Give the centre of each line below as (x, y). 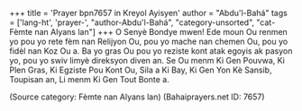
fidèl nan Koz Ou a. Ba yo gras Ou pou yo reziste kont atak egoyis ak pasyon (151, 51)
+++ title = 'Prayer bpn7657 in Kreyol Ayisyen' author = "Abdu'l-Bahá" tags (149, 13)
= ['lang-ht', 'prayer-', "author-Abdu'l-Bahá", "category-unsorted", (132, 22)
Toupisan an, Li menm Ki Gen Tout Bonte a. (89, 79)
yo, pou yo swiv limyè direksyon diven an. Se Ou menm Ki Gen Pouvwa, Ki (147, 60)
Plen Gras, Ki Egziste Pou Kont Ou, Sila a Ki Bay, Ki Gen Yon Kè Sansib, (141, 70)
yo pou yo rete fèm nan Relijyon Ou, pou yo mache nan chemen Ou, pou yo (149, 41)
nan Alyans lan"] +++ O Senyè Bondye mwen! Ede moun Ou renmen (161, 32)
